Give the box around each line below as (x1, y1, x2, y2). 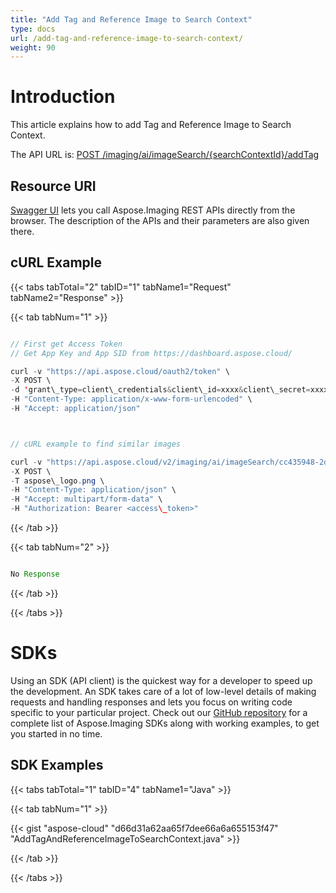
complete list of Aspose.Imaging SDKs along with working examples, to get (10, 717, 320, 729)
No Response (10, 569, 60, 580)
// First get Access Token (10, 339, 123, 349)
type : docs (10, 24, 56, 34)
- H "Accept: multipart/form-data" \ (10, 494, 163, 505)
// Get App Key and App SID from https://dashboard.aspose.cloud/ (10, 348, 293, 358)
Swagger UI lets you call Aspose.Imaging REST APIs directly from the (10, 204, 296, 216)
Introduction (10, 86, 116, 108)
